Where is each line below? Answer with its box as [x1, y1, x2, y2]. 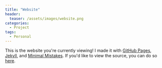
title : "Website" [5, 7, 40, 12]
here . [5, 58, 16, 64]
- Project [9, 25, 29, 30]
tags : [5, 30, 16, 34]
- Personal [9, 34, 32, 39]
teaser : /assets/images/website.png [9, 16, 84, 21]
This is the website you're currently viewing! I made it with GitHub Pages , [5, 47, 152, 53]
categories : [5, 20, 29, 26]
